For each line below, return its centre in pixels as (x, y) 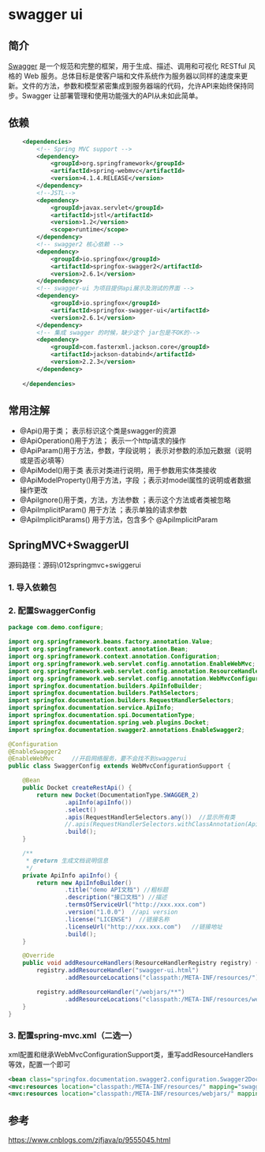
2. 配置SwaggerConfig (52, 611)
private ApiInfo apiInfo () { (70, 875)
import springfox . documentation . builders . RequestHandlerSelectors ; (121, 700)
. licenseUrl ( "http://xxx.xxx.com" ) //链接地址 (144, 927)
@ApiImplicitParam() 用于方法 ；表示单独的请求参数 (103, 510)
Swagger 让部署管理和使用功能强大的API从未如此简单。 (112, 96)
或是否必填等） (44, 460)
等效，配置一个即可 (39, 1064)
